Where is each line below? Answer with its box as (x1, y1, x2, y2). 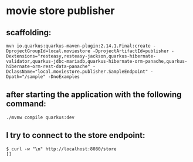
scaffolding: (6, 28, 52, 38)
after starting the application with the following (6, 90, 182, 100)
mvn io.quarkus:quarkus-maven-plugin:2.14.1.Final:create (6, 43, 151, 49)
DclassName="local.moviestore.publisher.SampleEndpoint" (6, 69, 148, 75)
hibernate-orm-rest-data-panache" (6, 63, 91, 69)
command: (6, 99, 47, 109)
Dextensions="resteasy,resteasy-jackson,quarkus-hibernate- (6, 53, 157, 59)
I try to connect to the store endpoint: (6, 130, 145, 140)
